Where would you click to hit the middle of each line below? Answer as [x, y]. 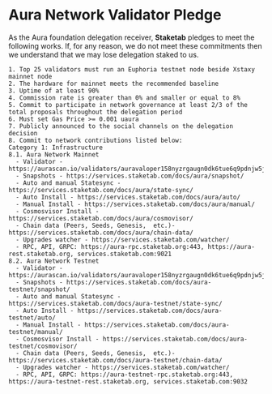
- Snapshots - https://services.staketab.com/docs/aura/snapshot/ [130, 176]
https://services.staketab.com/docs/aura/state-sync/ [101, 190]
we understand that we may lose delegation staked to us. [104, 54]
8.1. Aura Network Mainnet [54, 154]
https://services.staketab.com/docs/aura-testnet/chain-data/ [115, 360]
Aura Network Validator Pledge [115, 15]
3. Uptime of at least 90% [54, 91]
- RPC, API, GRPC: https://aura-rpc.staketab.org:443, [110, 246]
